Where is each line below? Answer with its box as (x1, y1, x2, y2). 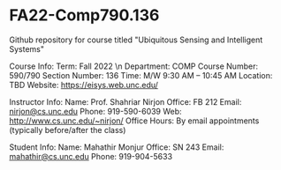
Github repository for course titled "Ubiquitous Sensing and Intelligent (9, 34, 263, 45)
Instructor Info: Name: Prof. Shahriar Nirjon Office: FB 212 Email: (9, 96, 242, 107)
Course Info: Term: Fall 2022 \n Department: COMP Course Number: (9, 61, 259, 71)
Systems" (9, 43, 45, 54)
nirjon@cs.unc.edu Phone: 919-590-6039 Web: (9, 106, 183, 116)
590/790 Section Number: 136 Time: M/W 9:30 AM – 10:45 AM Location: (9, 70, 273, 80)
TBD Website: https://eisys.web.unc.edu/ (9, 79, 159, 90)
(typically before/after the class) (9, 124, 126, 135)
